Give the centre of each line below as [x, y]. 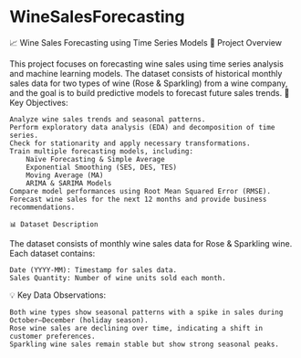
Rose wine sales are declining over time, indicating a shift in [136, 328]
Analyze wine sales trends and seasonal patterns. [108, 119]
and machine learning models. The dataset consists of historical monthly [146, 73]
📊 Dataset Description [54, 224]
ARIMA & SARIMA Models [69, 183]
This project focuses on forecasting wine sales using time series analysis [147, 63]
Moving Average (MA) [65, 175]
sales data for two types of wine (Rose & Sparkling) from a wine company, [149, 83]
